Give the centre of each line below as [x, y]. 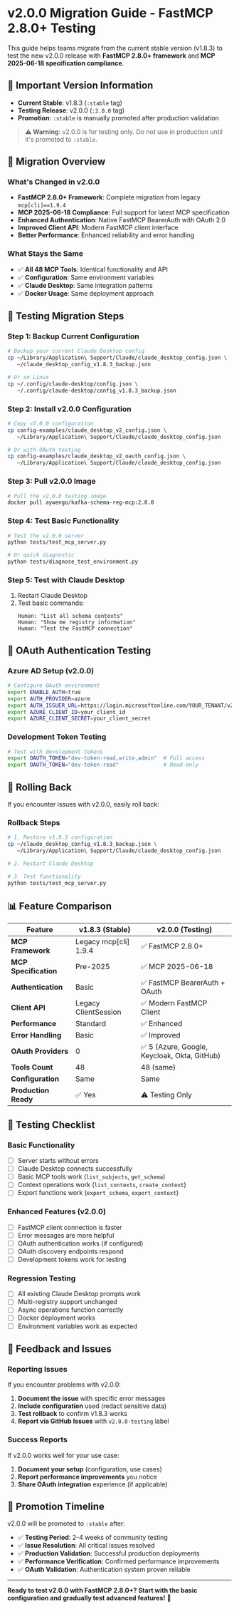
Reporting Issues [37, 1369]
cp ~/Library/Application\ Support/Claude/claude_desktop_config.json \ [117, 358]
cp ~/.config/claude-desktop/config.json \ [73, 384]
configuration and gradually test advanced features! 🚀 [90, 1598]
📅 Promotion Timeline [56, 1506]
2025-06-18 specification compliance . [66, 63]
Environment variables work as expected [77, 1326]
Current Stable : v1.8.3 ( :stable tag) [70, 103]
